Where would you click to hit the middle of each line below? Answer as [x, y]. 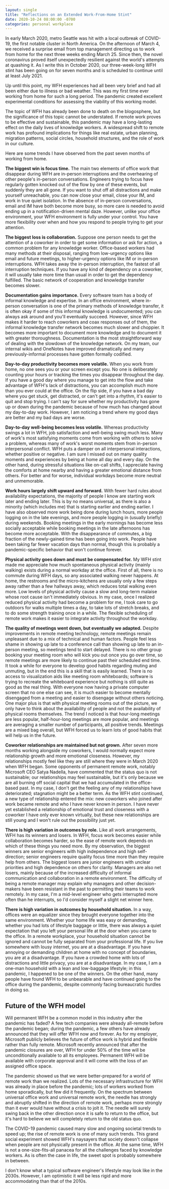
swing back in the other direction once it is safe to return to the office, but [82, 1113]
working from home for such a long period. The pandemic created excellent [84, 96]
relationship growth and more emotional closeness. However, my [72, 756]
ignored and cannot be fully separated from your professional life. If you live [84, 942]
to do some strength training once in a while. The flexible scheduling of [79, 613]
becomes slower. [23, 286]
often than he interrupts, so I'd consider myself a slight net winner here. [79, 900]
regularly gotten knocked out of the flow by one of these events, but [76, 185]
